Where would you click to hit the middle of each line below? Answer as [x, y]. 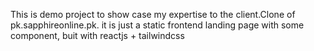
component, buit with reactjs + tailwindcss [97, 35]
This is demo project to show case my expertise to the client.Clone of [153, 14]
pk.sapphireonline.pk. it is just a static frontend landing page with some [157, 25]
